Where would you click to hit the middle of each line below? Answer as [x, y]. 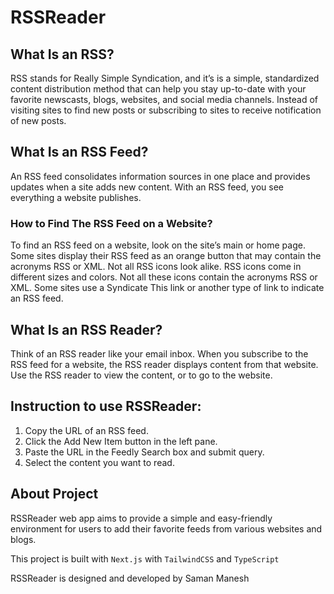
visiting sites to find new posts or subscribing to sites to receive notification [166, 110]
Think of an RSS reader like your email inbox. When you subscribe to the [159, 353]
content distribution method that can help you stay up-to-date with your [158, 89]
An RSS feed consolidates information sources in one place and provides [160, 176]
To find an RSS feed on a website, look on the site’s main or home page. [158, 245]
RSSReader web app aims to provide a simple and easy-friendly [141, 518]
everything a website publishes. [76, 197]
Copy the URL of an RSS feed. [86, 430]
